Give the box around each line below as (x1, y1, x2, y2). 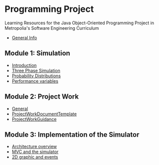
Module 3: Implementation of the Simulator (4, 130, 139, 139)
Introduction (11, 62, 37, 68)
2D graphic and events (11, 154, 58, 160)
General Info (11, 35, 38, 41)
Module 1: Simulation (4, 49, 70, 57)
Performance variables (11, 78, 59, 84)
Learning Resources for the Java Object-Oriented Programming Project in (4, 20, 154, 26)
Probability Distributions (11, 73, 61, 79)
